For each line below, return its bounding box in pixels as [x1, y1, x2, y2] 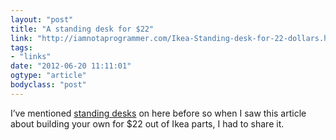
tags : [10, 42, 33, 53]
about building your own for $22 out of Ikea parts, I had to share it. [10, 117, 285, 130]
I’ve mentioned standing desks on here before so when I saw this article [10, 107, 307, 119]
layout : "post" [10, 14, 74, 25]
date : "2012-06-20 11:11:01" [10, 61, 132, 71]
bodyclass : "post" [10, 80, 87, 90]
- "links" [10, 52, 52, 62]
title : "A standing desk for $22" [10, 24, 155, 34]
